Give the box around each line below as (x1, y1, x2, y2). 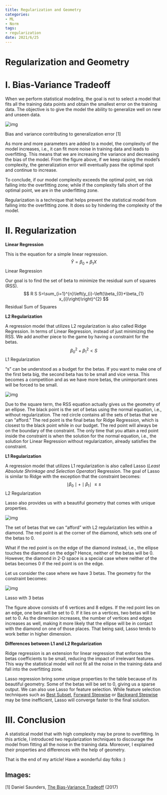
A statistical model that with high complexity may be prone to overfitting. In (5, 731, 160, 737)
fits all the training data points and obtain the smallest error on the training (5, 101, 158, 107)
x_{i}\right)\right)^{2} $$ (59, 296, 109, 302)
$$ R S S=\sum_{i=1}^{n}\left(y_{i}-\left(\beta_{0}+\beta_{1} (23, 290, 144, 296)
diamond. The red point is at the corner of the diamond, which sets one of (5, 530, 157, 535)
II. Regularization (5, 225, 77, 237)
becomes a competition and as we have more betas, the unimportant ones (5, 377, 158, 383)
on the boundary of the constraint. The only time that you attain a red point (5, 428, 159, 434)
